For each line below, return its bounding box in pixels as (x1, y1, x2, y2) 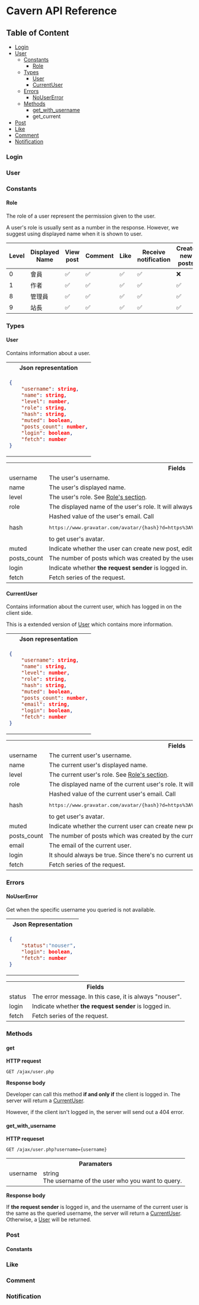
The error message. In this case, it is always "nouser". (31, 992, 182, 1000)
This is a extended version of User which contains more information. (6, 621, 173, 628)
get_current (32, 113, 61, 120)
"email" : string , (21, 701, 70, 707)
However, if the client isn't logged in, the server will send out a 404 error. (6, 1109, 185, 1116)
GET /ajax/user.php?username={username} (6, 1147, 108, 1153)
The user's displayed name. (49, 483, 126, 492)
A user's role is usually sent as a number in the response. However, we (6, 224, 179, 231)
